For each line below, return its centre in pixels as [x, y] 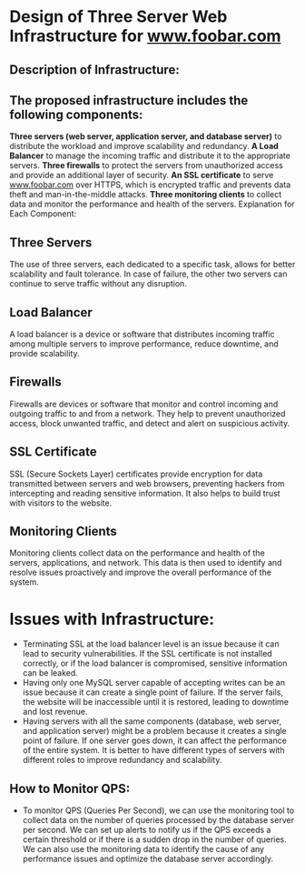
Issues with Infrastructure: [112, 619]
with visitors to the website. [61, 503]
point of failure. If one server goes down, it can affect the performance [155, 741]
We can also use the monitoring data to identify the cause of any [143, 849]
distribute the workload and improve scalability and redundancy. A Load [144, 146]
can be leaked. [50, 673]
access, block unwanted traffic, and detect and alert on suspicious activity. [150, 423]
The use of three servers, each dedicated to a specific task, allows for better [152, 265]
